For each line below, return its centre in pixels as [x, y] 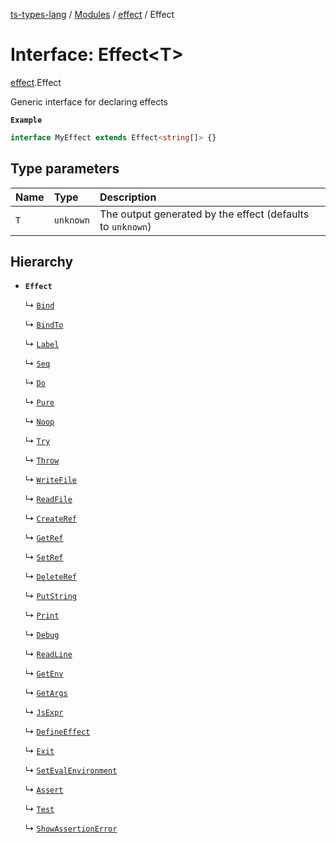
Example [26, 120]
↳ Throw [42, 460]
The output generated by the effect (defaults [204, 214]
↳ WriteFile [50, 480]
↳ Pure [39, 402]
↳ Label [42, 344]
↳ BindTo [44, 325]
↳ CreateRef [50, 518]
